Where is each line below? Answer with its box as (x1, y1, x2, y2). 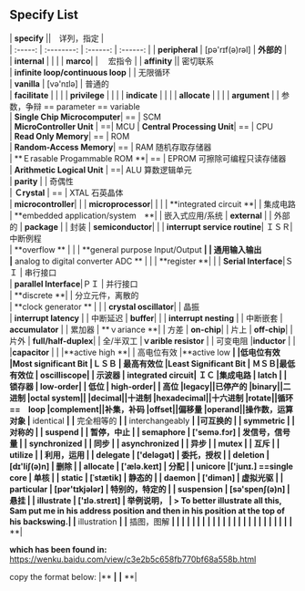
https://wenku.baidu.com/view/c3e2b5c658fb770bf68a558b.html (9, 554, 257, 565)
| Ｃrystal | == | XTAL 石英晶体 (9, 187, 124, 198)
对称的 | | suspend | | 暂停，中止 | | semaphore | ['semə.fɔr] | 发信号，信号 (9, 426, 291, 437)
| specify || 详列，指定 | (9, 32, 105, 44)
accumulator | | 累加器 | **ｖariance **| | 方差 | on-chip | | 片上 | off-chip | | (9, 324, 293, 335)
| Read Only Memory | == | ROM (9, 130, 130, 141)
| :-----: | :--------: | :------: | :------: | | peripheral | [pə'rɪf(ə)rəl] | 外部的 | (9, 44, 288, 55)
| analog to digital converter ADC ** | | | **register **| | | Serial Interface (9, 255, 283, 266)
